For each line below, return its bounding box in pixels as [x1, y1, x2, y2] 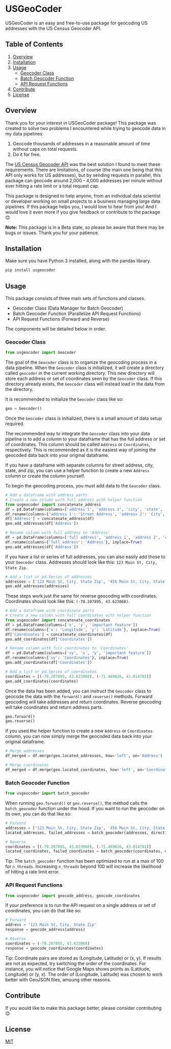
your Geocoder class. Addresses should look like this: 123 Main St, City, [5, 559, 158, 565]
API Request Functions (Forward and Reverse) [12, 316, 109, 322]
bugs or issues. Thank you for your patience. [5, 230, 99, 236]
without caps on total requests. [12, 146, 78, 152]
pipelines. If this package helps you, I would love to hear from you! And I [5, 203, 157, 209]
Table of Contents [5, 40, 64, 49]
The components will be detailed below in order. [5, 326, 106, 332]
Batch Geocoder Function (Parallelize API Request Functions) [12, 311, 141, 317]
